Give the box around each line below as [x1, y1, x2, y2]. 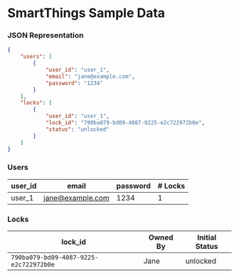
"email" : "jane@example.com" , [45, 73, 135, 80]
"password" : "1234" [45, 80, 103, 87]
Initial [196, 232, 217, 242]
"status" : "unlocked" [45, 126, 110, 133]
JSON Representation [7, 31, 84, 41]
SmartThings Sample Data [7, 5, 166, 21]
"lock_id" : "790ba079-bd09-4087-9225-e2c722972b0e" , [45, 119, 205, 127]
